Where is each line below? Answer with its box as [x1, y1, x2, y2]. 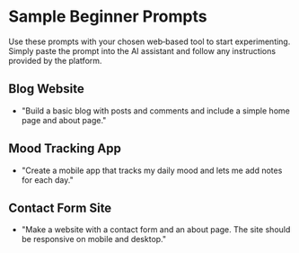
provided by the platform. [8, 55, 102, 66]
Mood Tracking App [8, 141, 122, 157]
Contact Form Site [8, 200, 112, 215]
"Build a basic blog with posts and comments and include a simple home [21, 105, 291, 116]
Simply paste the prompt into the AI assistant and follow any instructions [8, 45, 276, 56]
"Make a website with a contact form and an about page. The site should [21, 224, 291, 235]
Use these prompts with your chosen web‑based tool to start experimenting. [8, 36, 291, 47]
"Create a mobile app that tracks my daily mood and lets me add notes [21, 165, 283, 176]
